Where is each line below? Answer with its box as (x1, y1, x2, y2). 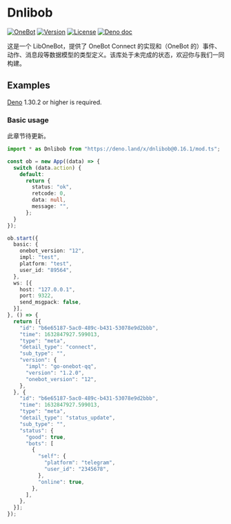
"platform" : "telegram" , (43, 459, 116, 467)
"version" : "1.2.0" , (25, 369, 85, 376)
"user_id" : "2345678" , (43, 466, 110, 473)
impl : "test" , (19, 254, 60, 261)
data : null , (32, 197, 67, 204)
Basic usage (7, 115, 50, 125)
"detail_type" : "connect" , (19, 344, 97, 351)
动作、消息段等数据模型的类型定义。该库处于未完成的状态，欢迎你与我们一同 (7, 50, 225, 59)
